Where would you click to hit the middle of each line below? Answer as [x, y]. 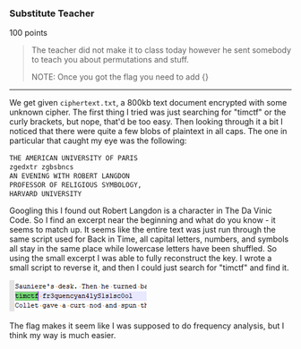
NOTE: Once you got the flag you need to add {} [120, 77]
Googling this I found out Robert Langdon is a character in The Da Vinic [141, 211]
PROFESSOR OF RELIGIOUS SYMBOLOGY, [76, 185]
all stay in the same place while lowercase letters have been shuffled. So [143, 249]
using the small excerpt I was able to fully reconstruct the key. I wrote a [141, 259]
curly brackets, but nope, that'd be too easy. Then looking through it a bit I [146, 122]
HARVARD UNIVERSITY [46, 194]
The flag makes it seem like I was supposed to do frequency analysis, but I [147, 326]
